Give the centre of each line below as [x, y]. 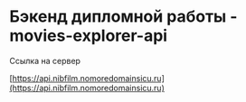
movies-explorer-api [89, 36]
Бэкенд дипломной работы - [123, 17]
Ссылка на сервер [45, 60]
